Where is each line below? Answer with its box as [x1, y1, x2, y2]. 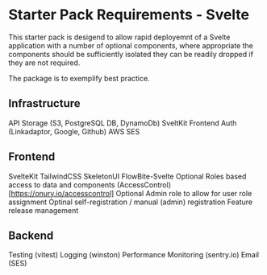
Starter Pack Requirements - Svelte [8, 6, 250, 24]
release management [8, 205, 79, 215]
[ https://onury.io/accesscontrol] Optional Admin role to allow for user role [8, 188, 252, 198]
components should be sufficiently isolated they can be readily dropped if [8, 49, 254, 59]
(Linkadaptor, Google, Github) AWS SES [8, 126, 140, 136]
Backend [8, 228, 54, 242]
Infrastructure [8, 96, 81, 110]
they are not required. [8, 58, 81, 68]
